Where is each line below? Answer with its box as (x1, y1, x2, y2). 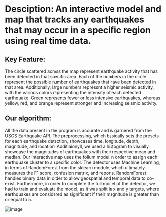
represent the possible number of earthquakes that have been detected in (5, 79, 156, 85)
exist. (5, 180, 16, 186)
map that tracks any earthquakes (5, 14, 145, 25)
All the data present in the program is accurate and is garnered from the (5, 127, 152, 133)
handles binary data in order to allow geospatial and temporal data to (5, 175, 146, 181)
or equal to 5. (5, 196, 32, 202)
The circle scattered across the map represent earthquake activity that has (5, 68, 158, 74)
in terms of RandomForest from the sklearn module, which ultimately (5, 164, 145, 170)
